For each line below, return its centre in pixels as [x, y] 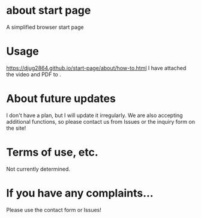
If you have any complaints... [80, 193]
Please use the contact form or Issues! [54, 210]
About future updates [61, 99]
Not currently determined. [38, 169]
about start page [49, 11]
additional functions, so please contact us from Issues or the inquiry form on [100, 121]
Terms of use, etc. [52, 152]
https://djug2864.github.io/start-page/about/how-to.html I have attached [96, 68]
